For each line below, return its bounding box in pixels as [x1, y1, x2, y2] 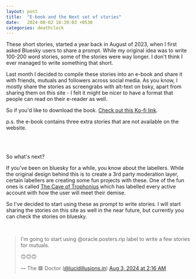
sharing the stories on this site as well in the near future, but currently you [6, 207, 184, 214]
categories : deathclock [6, 25, 64, 31]
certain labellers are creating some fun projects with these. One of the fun [6, 177, 184, 184]
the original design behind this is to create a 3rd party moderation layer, [6, 170, 178, 178]
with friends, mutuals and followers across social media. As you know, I [6, 77, 178, 84]
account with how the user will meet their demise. [6, 189, 126, 196]
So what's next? [6, 153, 45, 161]
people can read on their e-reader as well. [6, 96, 108, 103]
